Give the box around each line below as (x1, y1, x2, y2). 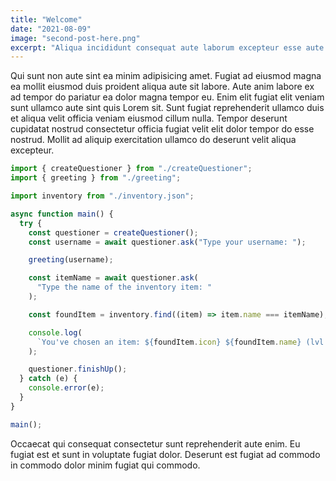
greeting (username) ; (28, 255, 114, 265)
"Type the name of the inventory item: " (36, 282, 213, 293)
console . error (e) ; (28, 383, 105, 393)
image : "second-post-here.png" (10, 33, 141, 43)
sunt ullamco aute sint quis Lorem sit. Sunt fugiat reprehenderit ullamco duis (10, 102, 325, 114)
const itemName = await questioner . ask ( (28, 273, 199, 283)
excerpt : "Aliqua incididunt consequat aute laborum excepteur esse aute (10, 42, 325, 53)
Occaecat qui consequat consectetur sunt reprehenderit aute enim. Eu (10, 437, 301, 450)
